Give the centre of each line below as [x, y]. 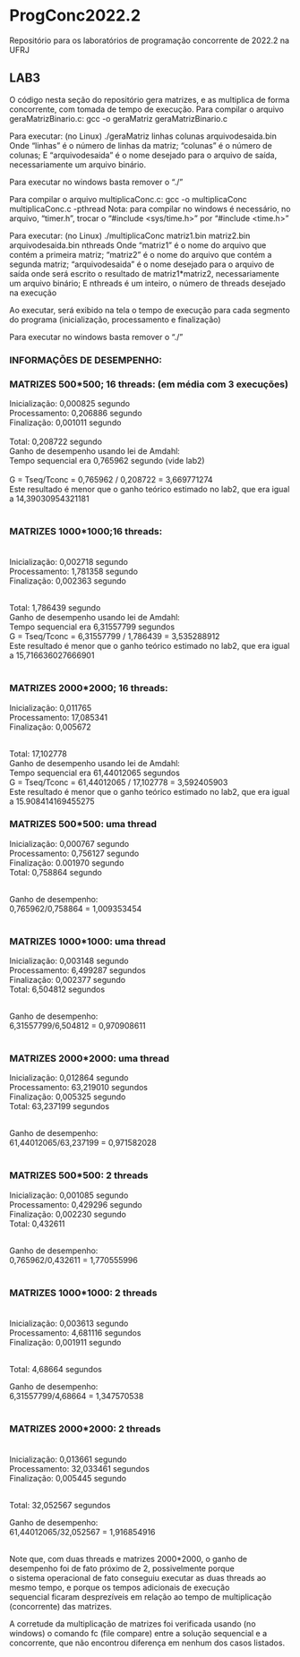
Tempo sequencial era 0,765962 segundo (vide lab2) [107, 460]
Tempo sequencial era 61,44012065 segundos [95, 773]
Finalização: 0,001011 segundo [65, 423]
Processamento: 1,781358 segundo [74, 572]
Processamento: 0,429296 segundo [76, 1204]
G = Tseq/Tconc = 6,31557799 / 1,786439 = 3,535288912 [115, 636]
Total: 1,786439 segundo [55, 608]
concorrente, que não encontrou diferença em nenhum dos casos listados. [147, 1643]
